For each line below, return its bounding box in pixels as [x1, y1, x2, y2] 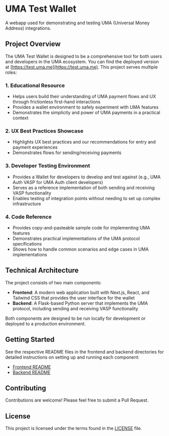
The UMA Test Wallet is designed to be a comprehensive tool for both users [5, 53, 162, 59]
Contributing [5, 383, 46, 392]
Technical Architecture [5, 266, 79, 275]
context [12, 115, 29, 121]
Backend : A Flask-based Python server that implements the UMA [12, 300, 148, 306]
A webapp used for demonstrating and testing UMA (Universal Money [5, 20, 150, 26]
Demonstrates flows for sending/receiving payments [12, 150, 122, 156]
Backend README [12, 369, 51, 375]
